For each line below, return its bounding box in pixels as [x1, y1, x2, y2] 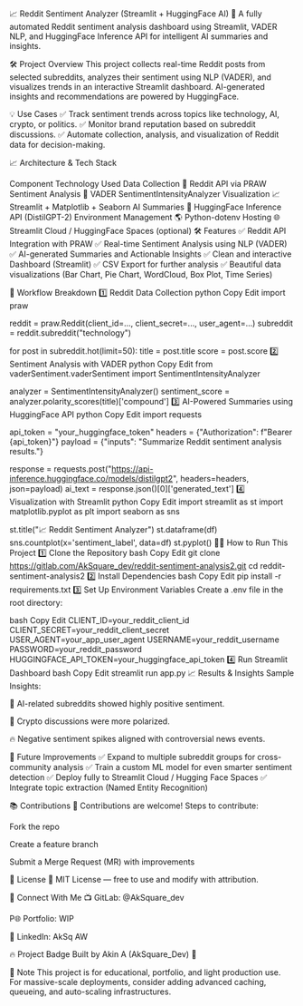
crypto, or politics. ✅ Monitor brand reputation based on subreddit [9, 119, 256, 130]
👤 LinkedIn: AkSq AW [9, 932, 89, 942]
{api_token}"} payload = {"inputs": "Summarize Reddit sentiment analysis [9, 436, 282, 447]
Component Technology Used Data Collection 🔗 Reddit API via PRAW [9, 179, 267, 189]
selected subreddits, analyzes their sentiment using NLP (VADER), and [9, 72, 271, 83]
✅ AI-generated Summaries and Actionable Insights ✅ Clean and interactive [9, 249, 292, 259]
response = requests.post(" [9, 464, 112, 474]
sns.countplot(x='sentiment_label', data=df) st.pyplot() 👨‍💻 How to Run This [9, 537, 289, 548]
